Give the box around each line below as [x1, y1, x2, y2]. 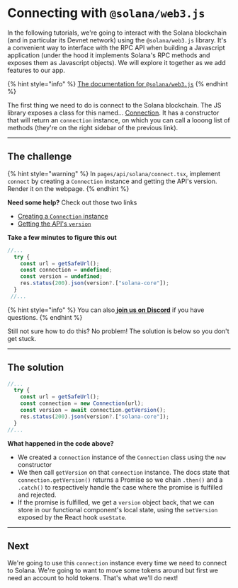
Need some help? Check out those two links [7, 198, 137, 207]
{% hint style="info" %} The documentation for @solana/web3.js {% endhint [7, 79, 228, 88]
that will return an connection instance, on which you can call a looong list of [7, 115, 230, 125]
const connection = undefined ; [20, 267, 113, 274]
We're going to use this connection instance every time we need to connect [7, 559, 227, 567]
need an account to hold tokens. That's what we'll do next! [7, 574, 178, 582]
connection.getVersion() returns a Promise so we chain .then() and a [17, 475, 223, 484]
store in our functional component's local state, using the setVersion [17, 505, 218, 514]
